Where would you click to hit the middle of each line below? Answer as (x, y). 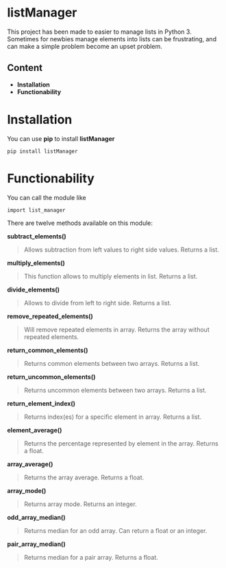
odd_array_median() (37, 517)
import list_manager (37, 210)
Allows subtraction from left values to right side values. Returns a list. (121, 250)
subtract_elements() (37, 236)
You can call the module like (47, 197)
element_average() (35, 430)
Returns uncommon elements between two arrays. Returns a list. (115, 390)
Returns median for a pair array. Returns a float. (91, 557)
